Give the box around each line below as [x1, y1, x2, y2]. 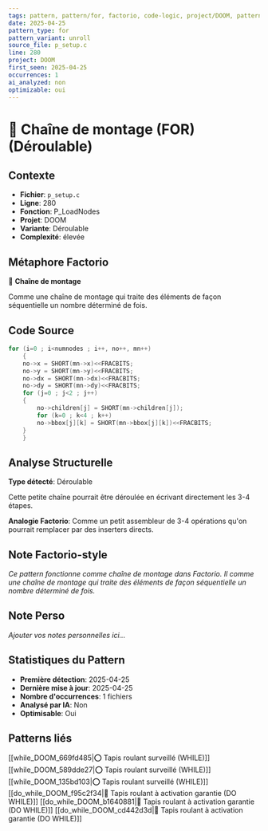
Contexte [8, 168, 56, 182]
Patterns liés [8, 731, 73, 746]
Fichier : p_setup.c [19, 190, 81, 199]
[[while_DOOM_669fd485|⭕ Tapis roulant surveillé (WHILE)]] [8, 753, 211, 762]
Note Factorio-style [8, 548, 108, 561]
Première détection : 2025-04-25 [19, 675, 130, 684]
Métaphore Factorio [8, 255, 109, 269]
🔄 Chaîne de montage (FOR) [8, 120, 195, 138]
